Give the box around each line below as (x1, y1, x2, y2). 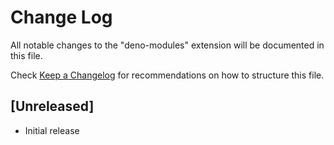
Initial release (24, 124, 80, 136)
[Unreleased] (10, 98, 95, 115)
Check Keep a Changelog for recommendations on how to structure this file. (10, 69, 325, 81)
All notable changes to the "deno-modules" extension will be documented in (10, 39, 325, 51)
